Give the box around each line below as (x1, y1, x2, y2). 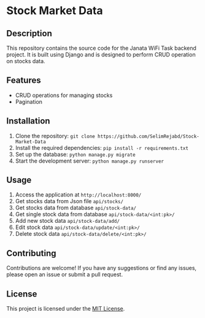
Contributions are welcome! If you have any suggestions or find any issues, (6, 265, 197, 272)
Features (6, 75, 41, 86)
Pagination (15, 98, 43, 105)
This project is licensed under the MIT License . (6, 305, 125, 312)
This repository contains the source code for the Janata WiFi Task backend (6, 44, 196, 52)
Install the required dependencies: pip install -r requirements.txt (15, 144, 189, 151)
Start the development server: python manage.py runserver (15, 157, 164, 165)
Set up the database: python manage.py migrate (15, 150, 136, 158)
